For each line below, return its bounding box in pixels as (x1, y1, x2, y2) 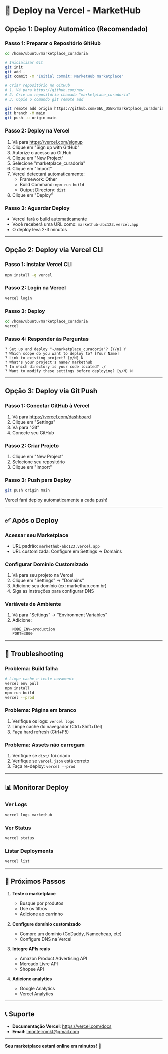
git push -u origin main (5, 115, 57, 120)
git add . (5, 69, 26, 74)
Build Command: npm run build (19, 181, 85, 187)
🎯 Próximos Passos (5, 877, 66, 886)
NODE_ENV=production (12, 627, 55, 632)
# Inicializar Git (5, 60, 43, 65)
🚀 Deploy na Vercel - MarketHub (5, 5, 141, 16)
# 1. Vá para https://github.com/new (5, 88, 84, 93)
